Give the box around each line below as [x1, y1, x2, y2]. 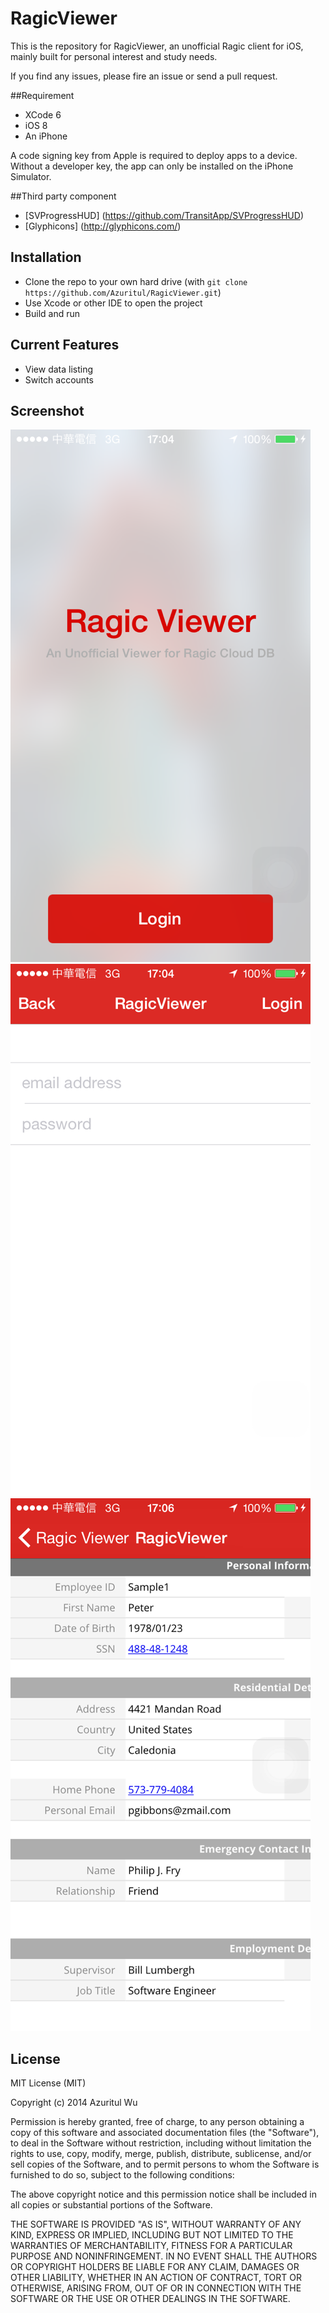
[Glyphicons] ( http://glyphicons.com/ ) [24, 220, 182, 232]
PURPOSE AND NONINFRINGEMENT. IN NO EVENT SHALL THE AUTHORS [10, 2250, 318, 2262]
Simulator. [10, 170, 52, 182]
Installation [10, 249, 82, 266]
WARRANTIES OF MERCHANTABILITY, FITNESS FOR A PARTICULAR [10, 2240, 293, 2252]
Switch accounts [24, 373, 94, 386]
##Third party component [10, 190, 117, 202]
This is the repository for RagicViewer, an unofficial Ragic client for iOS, [10, 40, 304, 52]
